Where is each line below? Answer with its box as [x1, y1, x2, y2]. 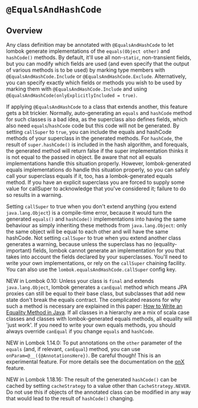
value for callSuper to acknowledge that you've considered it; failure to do [6, 185, 186, 192]
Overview [6, 26, 43, 36]
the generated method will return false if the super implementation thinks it [6, 147, 188, 154]
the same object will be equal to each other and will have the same [6, 228, 168, 235]
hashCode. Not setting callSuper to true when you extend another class [6, 234, 181, 241]
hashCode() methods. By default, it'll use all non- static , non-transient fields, [6, 54, 191, 60]
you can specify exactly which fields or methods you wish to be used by [6, 79, 182, 86]
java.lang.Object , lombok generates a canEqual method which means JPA [6, 283, 187, 291]
